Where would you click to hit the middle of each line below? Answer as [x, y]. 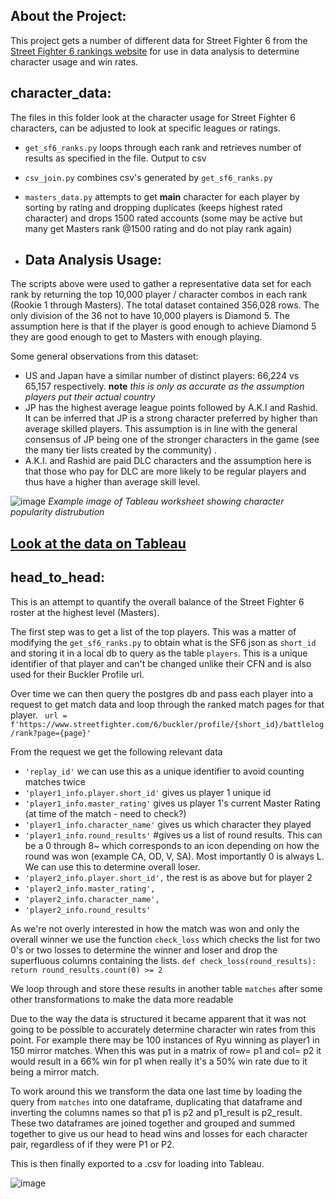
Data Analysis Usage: [93, 260]
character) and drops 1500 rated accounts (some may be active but [163, 218]
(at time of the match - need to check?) [105, 813]
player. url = [39, 715]
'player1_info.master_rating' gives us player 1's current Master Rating [172, 803]
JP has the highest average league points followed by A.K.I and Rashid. [171, 408]
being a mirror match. [55, 1071]
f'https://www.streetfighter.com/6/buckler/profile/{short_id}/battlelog [167, 724]
